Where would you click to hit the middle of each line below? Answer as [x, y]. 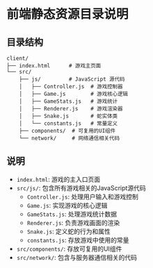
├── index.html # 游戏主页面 [54, 66]
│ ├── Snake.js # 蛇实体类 [69, 116]
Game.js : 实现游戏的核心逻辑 [67, 205]
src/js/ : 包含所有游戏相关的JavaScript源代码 [81, 187]
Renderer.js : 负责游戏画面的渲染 [73, 222]
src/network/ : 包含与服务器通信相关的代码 [76, 257]
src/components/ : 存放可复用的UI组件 [69, 249]
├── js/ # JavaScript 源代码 [72, 79]
